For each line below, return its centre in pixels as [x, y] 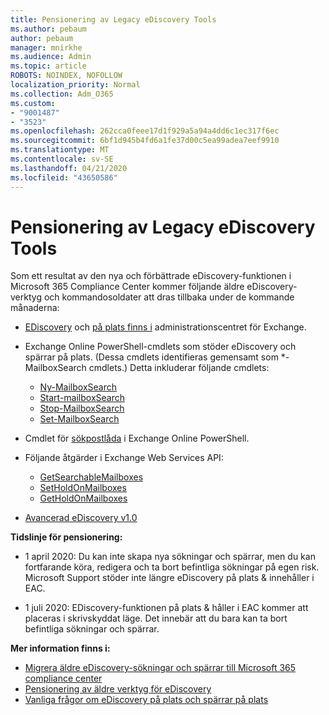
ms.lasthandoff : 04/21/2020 [69, 168]
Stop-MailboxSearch [82, 408]
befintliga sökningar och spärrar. [92, 629]
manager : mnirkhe [46, 47]
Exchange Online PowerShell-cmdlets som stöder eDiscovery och [160, 347]
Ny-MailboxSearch [78, 387]
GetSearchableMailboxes [91, 477]
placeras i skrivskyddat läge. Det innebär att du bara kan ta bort [156, 618]
